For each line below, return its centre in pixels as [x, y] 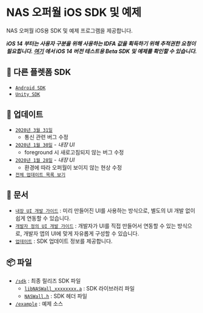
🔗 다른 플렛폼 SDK [39, 72]
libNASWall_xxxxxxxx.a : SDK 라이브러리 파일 [80, 289]
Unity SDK [28, 94]
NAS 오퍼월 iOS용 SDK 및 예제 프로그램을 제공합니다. [69, 31]
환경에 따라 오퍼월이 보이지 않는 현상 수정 [73, 167]
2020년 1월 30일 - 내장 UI [45, 145]
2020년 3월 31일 [34, 130]
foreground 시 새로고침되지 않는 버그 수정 [74, 152]
